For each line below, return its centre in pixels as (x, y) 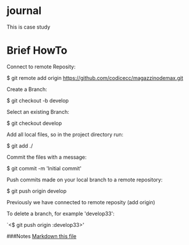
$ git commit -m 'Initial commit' (44, 168)
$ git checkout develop (34, 123)
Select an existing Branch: (38, 111)
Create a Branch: (27, 89)
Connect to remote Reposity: (41, 66)
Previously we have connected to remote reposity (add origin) (81, 202)
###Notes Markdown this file (41, 236)
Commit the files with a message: (47, 157)
